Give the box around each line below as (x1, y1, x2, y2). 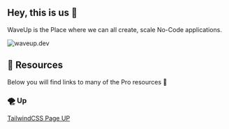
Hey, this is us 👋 (7, 7, 78, 19)
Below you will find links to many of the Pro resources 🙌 (7, 77, 168, 86)
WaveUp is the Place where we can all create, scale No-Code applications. (7, 25, 222, 33)
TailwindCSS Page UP (7, 114, 71, 122)
